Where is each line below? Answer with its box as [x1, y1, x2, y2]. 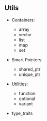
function [18, 90, 36, 96]
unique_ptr [18, 71, 41, 77]
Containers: [11, 17, 35, 23]
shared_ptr [18, 66, 41, 72]
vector [18, 31, 32, 37]
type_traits [11, 110, 33, 116]
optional [18, 96, 35, 101]
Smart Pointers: [11, 56, 43, 63]
